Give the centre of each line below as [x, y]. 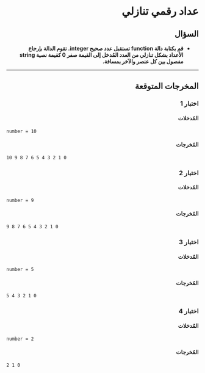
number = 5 [20, 270]
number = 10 [21, 131]
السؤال [187, 34]
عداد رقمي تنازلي [160, 11]
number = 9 [20, 200]
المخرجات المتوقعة [167, 86]
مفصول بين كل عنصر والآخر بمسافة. [143, 61]
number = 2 [20, 339]
